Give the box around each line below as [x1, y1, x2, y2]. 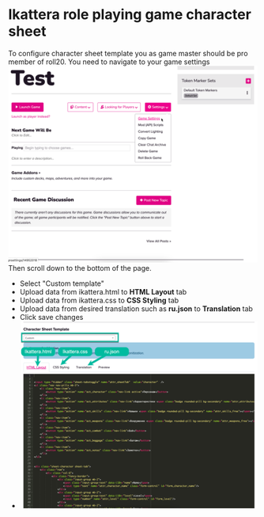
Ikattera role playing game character [8, 6, 251, 24]
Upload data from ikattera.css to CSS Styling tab [19, 295, 179, 305]
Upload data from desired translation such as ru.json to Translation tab [19, 303, 253, 314]
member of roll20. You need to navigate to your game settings [8, 57, 210, 67]
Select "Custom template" [19, 279, 105, 288]
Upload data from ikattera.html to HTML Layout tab [19, 287, 187, 296]
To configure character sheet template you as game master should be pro [8, 48, 248, 58]
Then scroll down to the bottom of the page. [8, 263, 152, 272]
